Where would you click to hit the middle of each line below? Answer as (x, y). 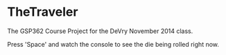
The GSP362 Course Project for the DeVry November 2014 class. (100, 31)
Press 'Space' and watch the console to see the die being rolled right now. (113, 44)
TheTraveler (43, 12)
